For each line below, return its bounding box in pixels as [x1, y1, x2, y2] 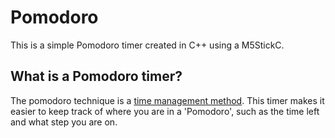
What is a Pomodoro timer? [10, 68, 183, 85]
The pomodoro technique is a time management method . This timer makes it [10, 94, 325, 106]
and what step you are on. [10, 116, 118, 128]
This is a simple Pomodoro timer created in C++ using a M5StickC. [10, 39, 285, 51]
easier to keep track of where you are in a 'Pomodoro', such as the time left [10, 105, 320, 117]
